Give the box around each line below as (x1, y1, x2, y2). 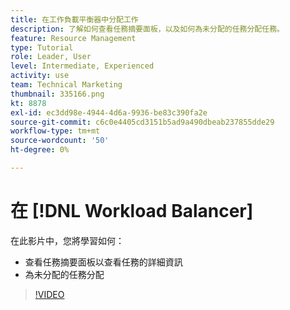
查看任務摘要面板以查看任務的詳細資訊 (24, 256, 183, 268)
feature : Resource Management (10, 33, 137, 43)
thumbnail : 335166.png (10, 89, 105, 99)
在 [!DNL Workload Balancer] (10, 200, 254, 223)
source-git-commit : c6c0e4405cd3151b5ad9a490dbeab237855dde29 (10, 117, 275, 127)
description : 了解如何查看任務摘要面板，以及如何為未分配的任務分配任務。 (10, 24, 285, 34)
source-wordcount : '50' (10, 136, 110, 146)
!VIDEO (34, 288, 65, 300)
